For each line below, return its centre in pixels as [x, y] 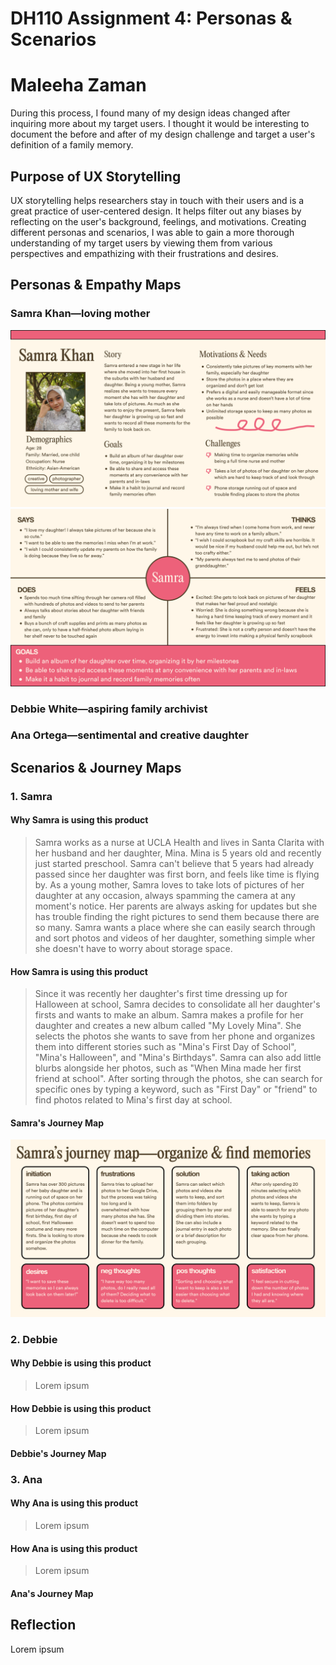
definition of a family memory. [72, 145]
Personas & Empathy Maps [96, 285]
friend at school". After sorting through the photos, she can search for [178, 1079]
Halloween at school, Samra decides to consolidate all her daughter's [177, 1004]
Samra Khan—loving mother [80, 314]
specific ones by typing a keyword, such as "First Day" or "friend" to [176, 1089]
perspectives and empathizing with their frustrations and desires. [144, 253]
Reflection [43, 1625]
